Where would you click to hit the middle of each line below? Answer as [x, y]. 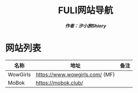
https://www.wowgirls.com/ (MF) [75, 74]
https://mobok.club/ [59, 83]
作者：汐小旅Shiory [86, 25]
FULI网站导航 [86, 10]
